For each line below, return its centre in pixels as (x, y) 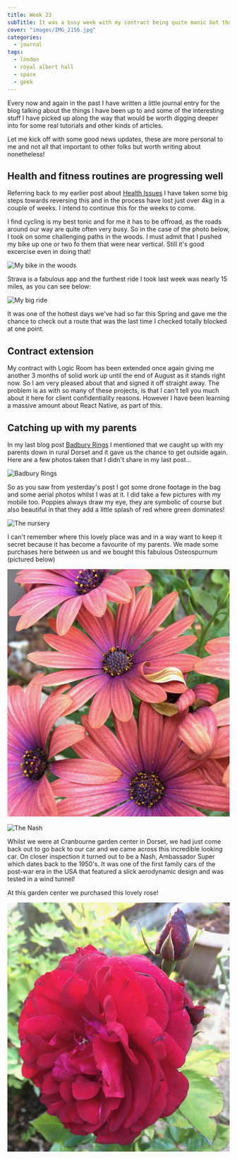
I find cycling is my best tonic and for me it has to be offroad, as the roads (115, 222)
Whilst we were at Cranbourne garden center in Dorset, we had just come (114, 841)
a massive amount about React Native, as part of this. (85, 406)
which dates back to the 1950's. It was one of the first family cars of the (111, 863)
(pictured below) (31, 559)
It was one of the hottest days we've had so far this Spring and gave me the (117, 314)
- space (25, 74)
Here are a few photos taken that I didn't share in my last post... (99, 459)
